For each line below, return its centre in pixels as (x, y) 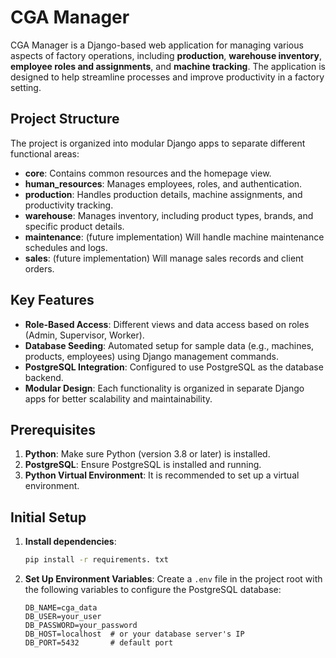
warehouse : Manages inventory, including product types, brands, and (169, 215)
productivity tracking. (69, 205)
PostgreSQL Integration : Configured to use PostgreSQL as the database (174, 367)
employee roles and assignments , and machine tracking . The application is (168, 66)
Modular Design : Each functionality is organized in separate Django (164, 388)
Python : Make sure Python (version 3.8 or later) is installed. (147, 454)
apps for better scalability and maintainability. (118, 398)
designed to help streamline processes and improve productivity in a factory (167, 77)
